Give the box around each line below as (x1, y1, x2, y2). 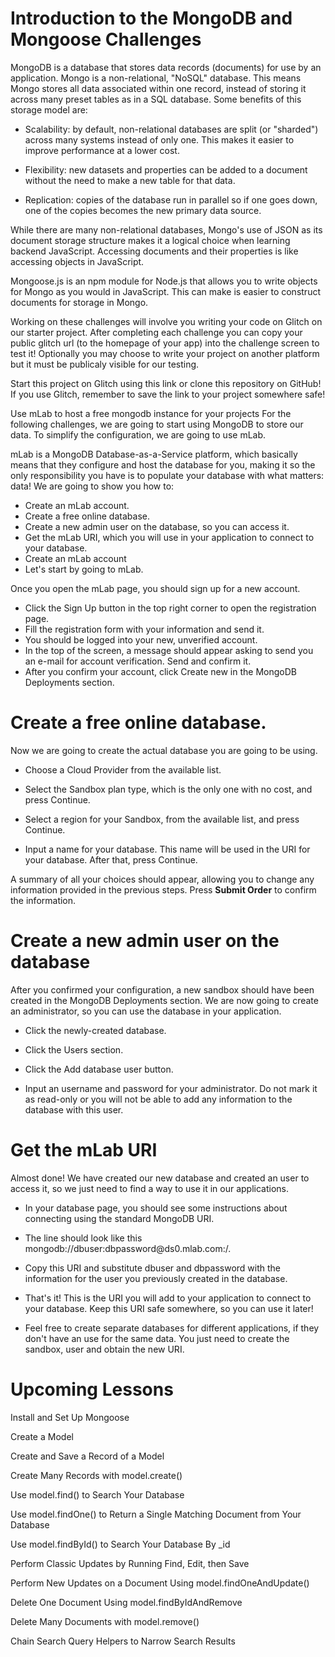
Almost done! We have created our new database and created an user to (10, 1172, 310, 1184)
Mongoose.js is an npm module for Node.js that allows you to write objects (10, 275, 318, 287)
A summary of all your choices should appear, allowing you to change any (10, 873, 315, 885)
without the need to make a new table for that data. (24, 174, 236, 186)
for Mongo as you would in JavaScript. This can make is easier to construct (10, 285, 321, 297)
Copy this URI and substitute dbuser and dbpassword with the (24, 1262, 281, 1274)
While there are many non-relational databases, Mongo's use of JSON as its (10, 223, 323, 236)
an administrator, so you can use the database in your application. (10, 1005, 282, 1017)
